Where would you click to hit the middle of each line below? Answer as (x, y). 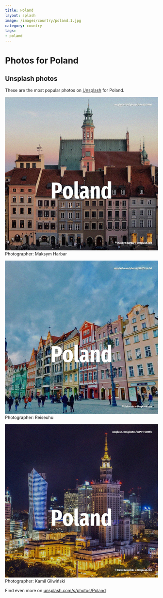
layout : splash (20, 15)
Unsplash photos (31, 79)
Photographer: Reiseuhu (29, 417)
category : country (24, 26)
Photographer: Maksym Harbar (36, 254)
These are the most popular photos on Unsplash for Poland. (65, 90)
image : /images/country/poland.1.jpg (43, 20)
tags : (10, 31)
